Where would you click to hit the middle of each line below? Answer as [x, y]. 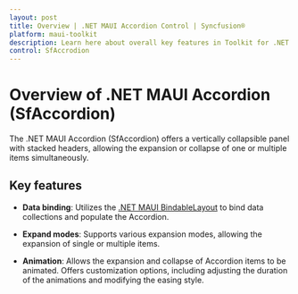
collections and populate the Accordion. [95, 216]
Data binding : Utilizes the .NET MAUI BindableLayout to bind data [143, 207]
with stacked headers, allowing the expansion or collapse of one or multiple [148, 148]
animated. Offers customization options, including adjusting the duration [155, 270]
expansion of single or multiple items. [91, 243]
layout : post [33, 17]
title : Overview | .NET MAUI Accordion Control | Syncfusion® [127, 26]
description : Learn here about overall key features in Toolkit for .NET [149, 42]
